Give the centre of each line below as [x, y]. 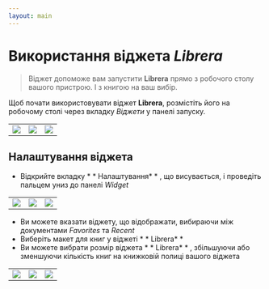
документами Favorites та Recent [77, 231]
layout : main [30, 16]
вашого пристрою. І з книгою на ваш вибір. [103, 87]
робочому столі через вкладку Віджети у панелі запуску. [107, 111]
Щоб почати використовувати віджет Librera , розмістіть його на [119, 103]
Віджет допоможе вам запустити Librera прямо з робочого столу [141, 79]
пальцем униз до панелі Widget [74, 185]
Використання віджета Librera [116, 55]
